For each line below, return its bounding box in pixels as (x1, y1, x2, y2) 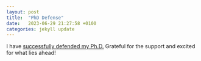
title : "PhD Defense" (6, 15, 64, 21)
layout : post (6, 9, 40, 15)
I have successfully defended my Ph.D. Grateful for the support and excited (6, 43, 196, 50)
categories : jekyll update (6, 26, 75, 32)
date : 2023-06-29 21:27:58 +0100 (6, 20, 97, 26)
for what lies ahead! (6, 49, 56, 57)
